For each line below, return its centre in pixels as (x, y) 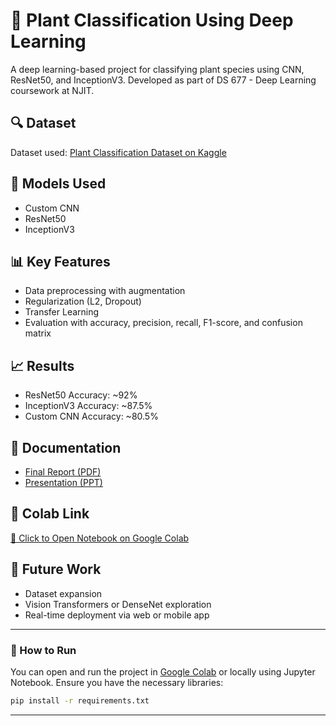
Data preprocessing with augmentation (105, 291)
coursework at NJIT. (52, 90)
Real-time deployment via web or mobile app (117, 615)
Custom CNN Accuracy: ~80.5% (91, 416)
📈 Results (42, 365)
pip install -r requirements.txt (80, 700)
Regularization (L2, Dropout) (83, 301)
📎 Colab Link (50, 514)
